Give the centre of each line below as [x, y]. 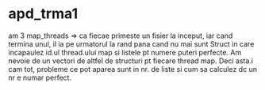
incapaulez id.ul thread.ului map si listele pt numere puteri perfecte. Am [125, 52]
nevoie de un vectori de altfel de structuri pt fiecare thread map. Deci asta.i [131, 61]
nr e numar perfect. [40, 77]
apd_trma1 [43, 14]
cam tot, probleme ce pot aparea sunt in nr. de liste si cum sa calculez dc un [133, 69]
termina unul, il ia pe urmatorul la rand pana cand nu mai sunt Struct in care [131, 43]
